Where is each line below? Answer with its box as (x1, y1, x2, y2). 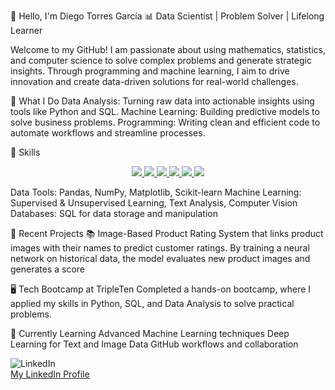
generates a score (10, 263, 86, 275)
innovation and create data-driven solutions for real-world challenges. (10, 76, 299, 87)
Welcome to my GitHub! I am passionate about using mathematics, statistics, (10, 44, 326, 55)
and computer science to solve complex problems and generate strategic (10, 55, 312, 66)
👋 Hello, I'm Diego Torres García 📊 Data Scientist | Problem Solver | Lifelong (10, 10, 325, 22)
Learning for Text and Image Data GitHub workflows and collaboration (10, 338, 299, 350)
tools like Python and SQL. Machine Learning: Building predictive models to (10, 106, 320, 117)
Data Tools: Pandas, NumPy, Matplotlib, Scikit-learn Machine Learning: (10, 186, 302, 198)
